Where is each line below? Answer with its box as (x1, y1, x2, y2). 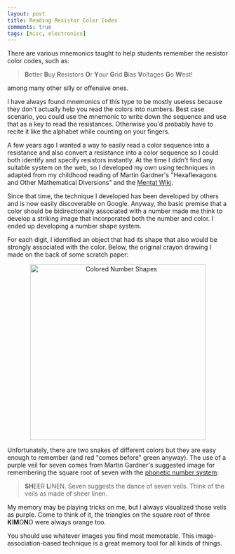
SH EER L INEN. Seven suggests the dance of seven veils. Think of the (24, 482, 224, 491)
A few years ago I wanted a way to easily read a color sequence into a (7, 141, 210, 150)
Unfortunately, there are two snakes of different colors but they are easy (7, 446, 216, 454)
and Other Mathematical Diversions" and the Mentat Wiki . (7, 179, 174, 187)
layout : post (7, 10, 46, 18)
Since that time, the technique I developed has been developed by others (7, 192, 219, 200)
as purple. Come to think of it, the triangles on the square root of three (7, 510, 210, 519)
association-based (7, 539, 62, 548)
